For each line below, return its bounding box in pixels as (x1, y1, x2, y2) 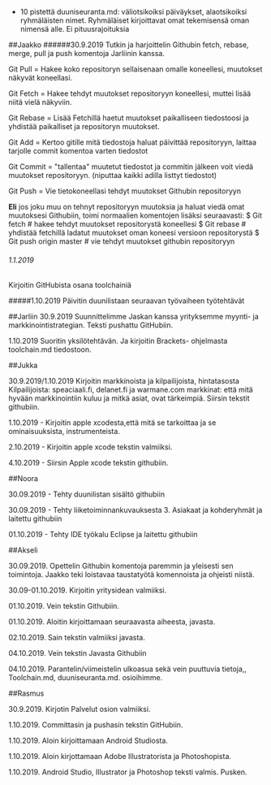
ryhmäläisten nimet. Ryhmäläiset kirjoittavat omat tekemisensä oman (19, 15, 250, 25)
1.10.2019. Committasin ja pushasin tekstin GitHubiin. (8, 720, 183, 730)
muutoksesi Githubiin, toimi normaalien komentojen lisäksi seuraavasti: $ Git (8, 210, 262, 220)
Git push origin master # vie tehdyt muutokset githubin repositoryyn (8, 236, 235, 246)
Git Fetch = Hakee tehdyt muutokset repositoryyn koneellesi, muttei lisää (8, 89, 252, 98)
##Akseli (8, 545, 38, 555)
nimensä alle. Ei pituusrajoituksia (19, 24, 130, 33)
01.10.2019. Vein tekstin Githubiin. (8, 601, 120, 611)
